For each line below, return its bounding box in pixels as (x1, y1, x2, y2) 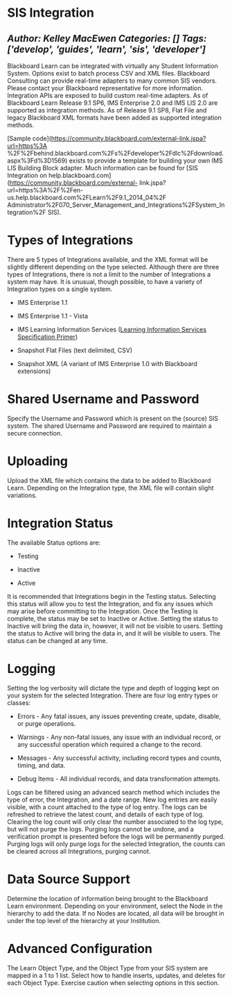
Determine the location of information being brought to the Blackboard (7, 894, 208, 902)
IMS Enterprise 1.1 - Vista (17, 311, 89, 320)
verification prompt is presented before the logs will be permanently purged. (7, 832, 225, 840)
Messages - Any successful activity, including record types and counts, (17, 754, 222, 762)
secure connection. (7, 429, 62, 437)
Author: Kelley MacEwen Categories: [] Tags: (7, 33, 207, 44)
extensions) (17, 367, 51, 375)
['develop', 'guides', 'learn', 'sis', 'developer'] (7, 43, 206, 55)
